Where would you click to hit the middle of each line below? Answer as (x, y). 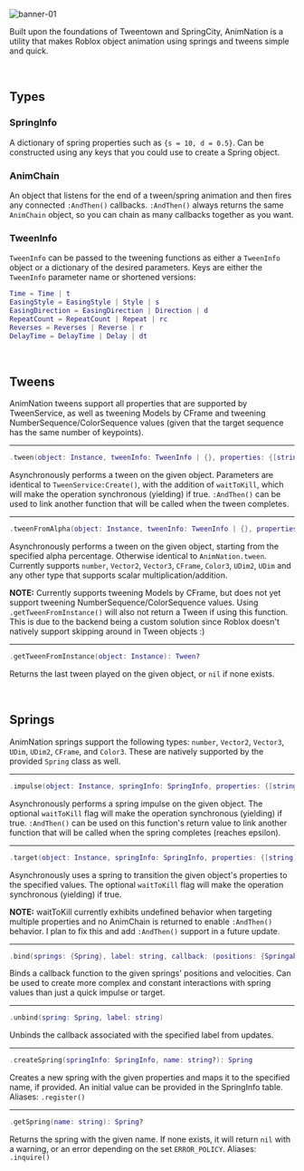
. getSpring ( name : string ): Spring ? (76, 1122)
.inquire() (30, 1158)
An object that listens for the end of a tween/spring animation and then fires (151, 195)
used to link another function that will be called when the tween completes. (149, 504)
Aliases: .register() (47, 1097)
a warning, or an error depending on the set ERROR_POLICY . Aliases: (133, 1149)
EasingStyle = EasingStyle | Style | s (85, 303)
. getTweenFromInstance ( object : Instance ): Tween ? (105, 657)
